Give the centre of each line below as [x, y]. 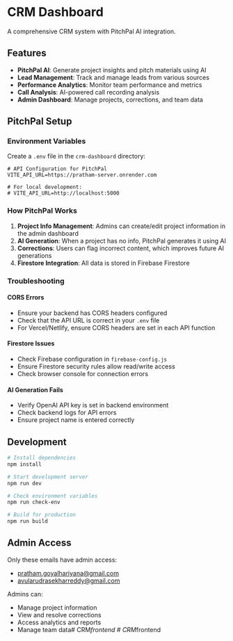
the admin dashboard [48, 233]
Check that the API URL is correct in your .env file [88, 320]
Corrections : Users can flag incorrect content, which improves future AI [121, 248]
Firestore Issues [31, 343]
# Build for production [42, 515]
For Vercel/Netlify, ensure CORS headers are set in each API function [116, 327]
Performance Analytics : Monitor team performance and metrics [110, 85]
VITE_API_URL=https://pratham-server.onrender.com [82, 175]
